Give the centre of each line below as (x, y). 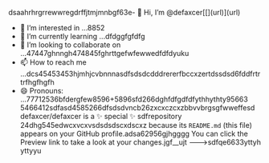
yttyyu (31, 151)
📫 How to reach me (53, 62)
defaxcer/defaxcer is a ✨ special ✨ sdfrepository (101, 116)
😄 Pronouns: (42, 91)
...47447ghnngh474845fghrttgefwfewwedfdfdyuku (104, 53)
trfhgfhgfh (37, 82)
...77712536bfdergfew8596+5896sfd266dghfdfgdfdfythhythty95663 (134, 99)
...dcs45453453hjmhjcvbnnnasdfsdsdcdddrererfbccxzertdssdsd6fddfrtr (140, 74)
